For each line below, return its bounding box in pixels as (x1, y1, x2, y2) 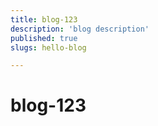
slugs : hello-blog (10, 42, 87, 53)
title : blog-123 (10, 14, 78, 25)
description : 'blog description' (10, 24, 150, 34)
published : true (10, 33, 78, 43)
